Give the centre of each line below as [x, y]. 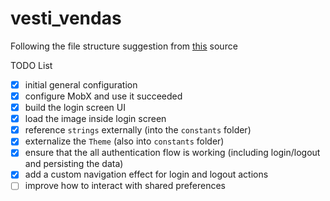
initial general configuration [81, 84]
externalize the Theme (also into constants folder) [124, 141]
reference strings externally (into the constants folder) [138, 130]
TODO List [31, 65]
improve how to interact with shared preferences [125, 186]
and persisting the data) [74, 164]
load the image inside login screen [95, 119]
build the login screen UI [75, 108]
